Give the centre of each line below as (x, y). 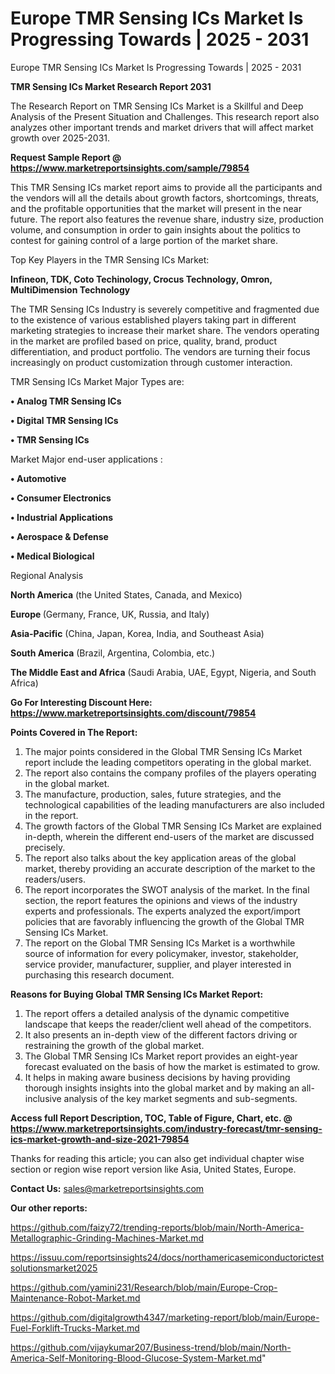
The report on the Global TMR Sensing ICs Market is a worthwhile (160, 943)
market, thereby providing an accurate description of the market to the (170, 868)
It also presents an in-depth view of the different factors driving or (161, 1034)
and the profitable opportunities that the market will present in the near (156, 208)
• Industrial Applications (62, 517)
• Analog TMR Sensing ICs (66, 401)
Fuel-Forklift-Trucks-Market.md (75, 1328)
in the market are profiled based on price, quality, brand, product (144, 341)
